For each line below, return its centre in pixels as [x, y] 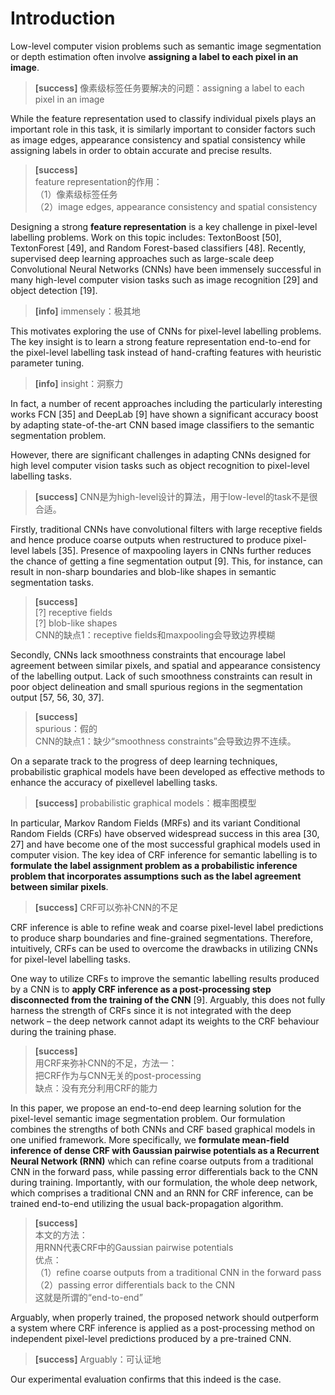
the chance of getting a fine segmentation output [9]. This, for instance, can [166, 561]
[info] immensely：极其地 [87, 311]
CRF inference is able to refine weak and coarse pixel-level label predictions [167, 927]
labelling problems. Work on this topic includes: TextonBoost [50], [146, 237]
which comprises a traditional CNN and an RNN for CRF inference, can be [162, 1193]
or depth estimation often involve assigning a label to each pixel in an [154, 56]
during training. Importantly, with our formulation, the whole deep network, [164, 1182]
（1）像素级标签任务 [76, 194]
